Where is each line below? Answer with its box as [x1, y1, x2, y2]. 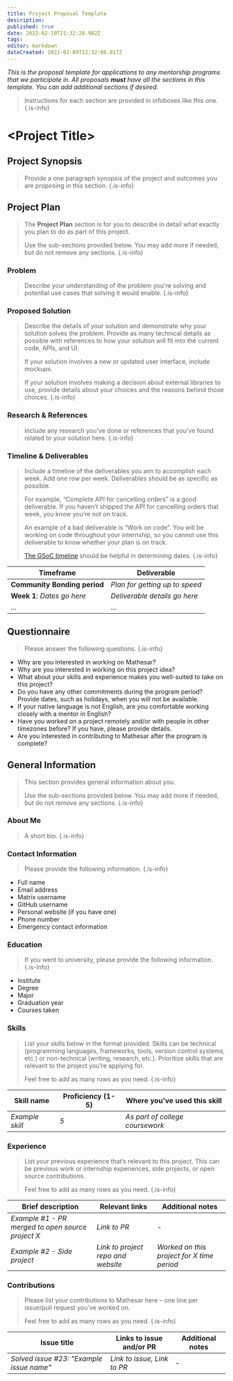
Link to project [96, 1242, 144, 1252]
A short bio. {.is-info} [24, 831, 85, 840]
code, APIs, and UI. [24, 344, 80, 352]
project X [10, 1231, 40, 1241]
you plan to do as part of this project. [24, 227, 130, 236]
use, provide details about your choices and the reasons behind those [24, 386, 224, 394]
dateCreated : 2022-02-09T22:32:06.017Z [7, 49, 123, 56]
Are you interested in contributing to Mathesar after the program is [17, 731, 207, 740]
